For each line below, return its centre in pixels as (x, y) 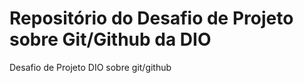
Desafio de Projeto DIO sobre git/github (90, 67)
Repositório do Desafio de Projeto (151, 18)
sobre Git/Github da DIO (110, 39)
